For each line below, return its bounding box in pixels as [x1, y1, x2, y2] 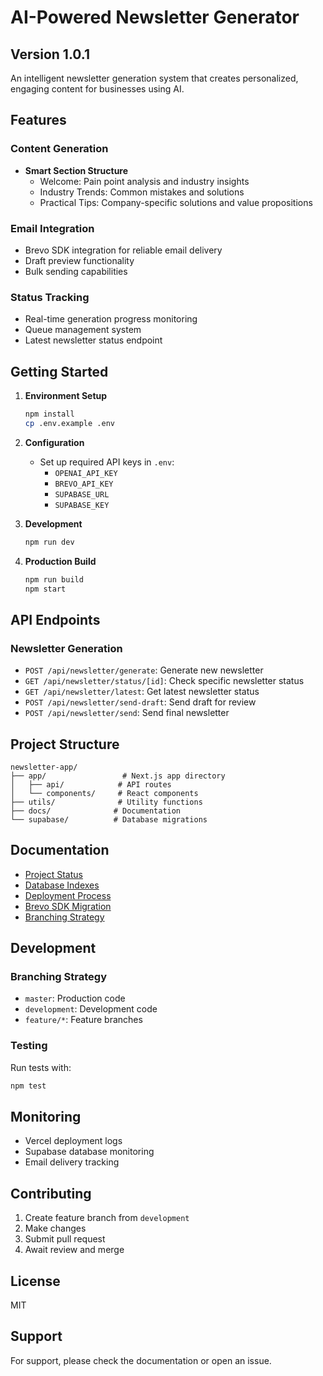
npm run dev [24, 537, 75, 547]
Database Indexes [24, 879, 100, 891]
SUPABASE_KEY [54, 500, 110, 510]
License [10, 1272, 61, 1290]
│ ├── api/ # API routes [10, 779, 172, 790]
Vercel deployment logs [24, 1135, 123, 1147]
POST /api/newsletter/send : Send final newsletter [24, 707, 230, 719]
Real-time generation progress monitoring [24, 313, 198, 325]
